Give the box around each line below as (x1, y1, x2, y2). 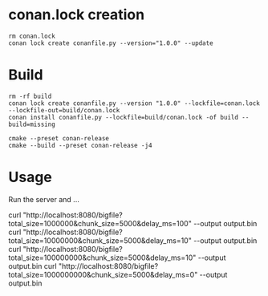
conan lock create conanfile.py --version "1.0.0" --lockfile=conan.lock (8, 99, 261, 107)
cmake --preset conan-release (8, 134, 110, 142)
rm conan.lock (8, 32, 56, 40)
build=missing (8, 120, 56, 128)
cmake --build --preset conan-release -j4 (8, 141, 152, 149)
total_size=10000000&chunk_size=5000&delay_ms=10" (8, 235, 193, 245)
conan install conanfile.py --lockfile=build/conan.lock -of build (8, 113, 239, 121)
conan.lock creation (8, 6, 145, 24)
